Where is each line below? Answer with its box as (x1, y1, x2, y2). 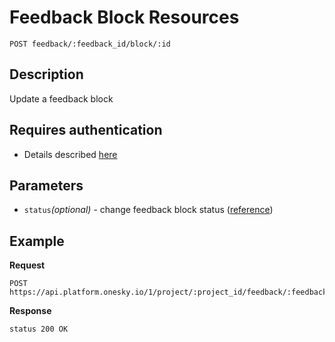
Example (9, 232, 65, 250)
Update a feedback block (9, 92, 114, 105)
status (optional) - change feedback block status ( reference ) (23, 204, 274, 216)
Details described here (23, 148, 118, 160)
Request (9, 259, 46, 271)
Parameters (9, 177, 84, 194)
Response (9, 305, 52, 317)
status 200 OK (9, 324, 69, 335)
